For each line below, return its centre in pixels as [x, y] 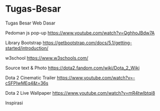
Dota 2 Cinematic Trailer [31, 77]
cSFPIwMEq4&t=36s [27, 83]
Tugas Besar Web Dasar [30, 23]
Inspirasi [14, 103]
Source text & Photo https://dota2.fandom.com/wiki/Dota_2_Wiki [73, 68]
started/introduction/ [27, 48]
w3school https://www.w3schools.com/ [47, 58]
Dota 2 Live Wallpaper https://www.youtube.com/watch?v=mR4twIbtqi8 [80, 93]
